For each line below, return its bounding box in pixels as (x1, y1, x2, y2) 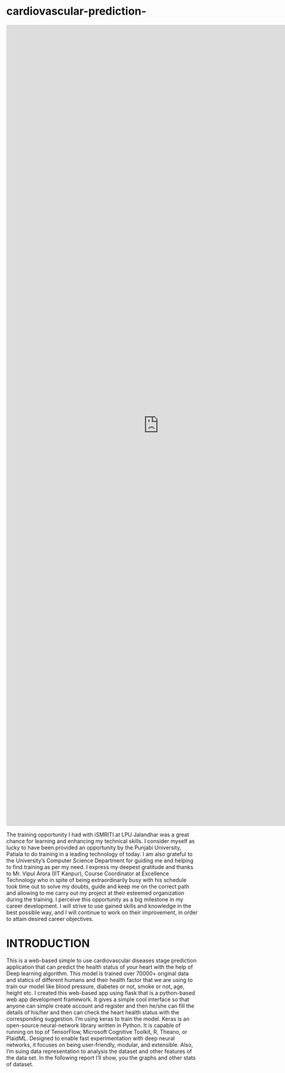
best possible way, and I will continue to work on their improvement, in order (6, 908, 198, 916)
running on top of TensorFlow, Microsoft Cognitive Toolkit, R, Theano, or (6, 1028, 188, 1035)
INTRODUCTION (6, 937, 90, 950)
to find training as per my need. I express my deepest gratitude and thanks (6, 863, 194, 870)
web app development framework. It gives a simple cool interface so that (6, 995, 190, 1003)
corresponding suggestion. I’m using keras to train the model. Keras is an (6, 1015, 190, 1022)
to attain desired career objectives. (6, 915, 94, 922)
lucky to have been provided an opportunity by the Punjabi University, (6, 844, 181, 851)
